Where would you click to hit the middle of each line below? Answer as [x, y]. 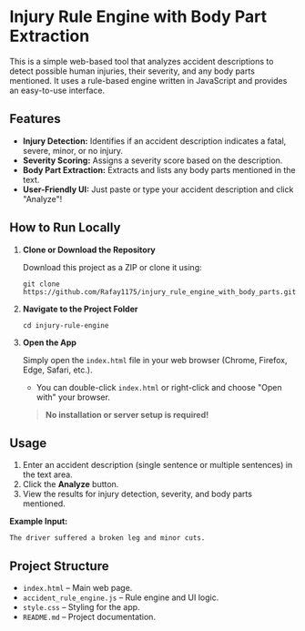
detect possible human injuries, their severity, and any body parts [132, 71]
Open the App [50, 342]
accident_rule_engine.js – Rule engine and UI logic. [121, 597]
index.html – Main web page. [77, 588]
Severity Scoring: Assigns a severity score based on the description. [152, 160]
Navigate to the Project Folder [80, 309]
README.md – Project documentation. [89, 617]
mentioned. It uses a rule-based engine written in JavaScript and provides [148, 80]
